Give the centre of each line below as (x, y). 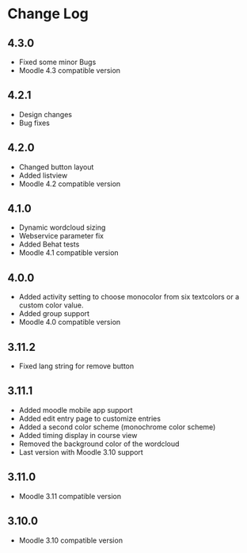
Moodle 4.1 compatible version (69, 253)
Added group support (54, 314)
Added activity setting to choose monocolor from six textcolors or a (129, 297)
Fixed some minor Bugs (57, 62)
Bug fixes (34, 123)
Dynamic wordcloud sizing (62, 227)
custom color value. (51, 305)
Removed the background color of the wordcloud (99, 444)
